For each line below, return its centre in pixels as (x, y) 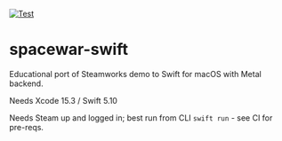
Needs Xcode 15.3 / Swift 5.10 (64, 100)
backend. (26, 83)
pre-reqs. (27, 127)
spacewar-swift (69, 50)
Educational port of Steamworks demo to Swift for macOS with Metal (136, 74)
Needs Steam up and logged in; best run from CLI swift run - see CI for (141, 117)
